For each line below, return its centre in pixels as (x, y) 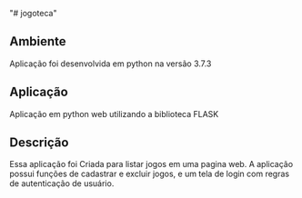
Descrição (39, 143)
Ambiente (38, 41)
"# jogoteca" (33, 13)
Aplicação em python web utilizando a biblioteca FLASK (114, 114)
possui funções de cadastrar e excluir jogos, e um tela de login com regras (149, 174)
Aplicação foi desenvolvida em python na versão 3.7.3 (111, 64)
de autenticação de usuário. (62, 183)
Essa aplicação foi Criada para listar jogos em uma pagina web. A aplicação (151, 164)
